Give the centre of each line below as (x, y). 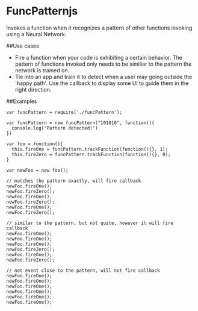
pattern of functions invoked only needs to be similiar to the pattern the (103, 64)
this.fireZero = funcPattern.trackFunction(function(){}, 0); (91, 154)
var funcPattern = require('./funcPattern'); (64, 112)
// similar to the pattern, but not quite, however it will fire (90, 223)
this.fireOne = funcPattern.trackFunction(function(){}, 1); (90, 149)
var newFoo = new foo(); (37, 170)
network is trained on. (42, 70)
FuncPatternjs (42, 11)
